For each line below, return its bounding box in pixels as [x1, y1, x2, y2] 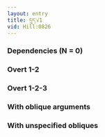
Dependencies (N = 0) [7, 46, 83, 56]
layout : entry [7, 10, 49, 17]
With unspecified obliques [7, 120, 99, 130]
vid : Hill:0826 [7, 23, 51, 30]
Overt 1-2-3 [7, 83, 47, 93]
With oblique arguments [7, 102, 91, 112]
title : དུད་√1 [7, 17, 43, 24]
